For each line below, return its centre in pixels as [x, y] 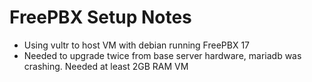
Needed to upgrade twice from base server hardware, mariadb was [162, 55]
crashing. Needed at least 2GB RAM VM [106, 66]
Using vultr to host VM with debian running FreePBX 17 [137, 45]
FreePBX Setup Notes [100, 17]
